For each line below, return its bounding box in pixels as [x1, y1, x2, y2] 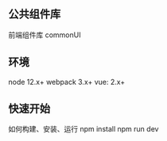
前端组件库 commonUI [8, 30, 81, 40]
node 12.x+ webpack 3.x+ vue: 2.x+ [8, 77, 126, 86]
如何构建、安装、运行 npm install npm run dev [8, 124, 159, 134]
